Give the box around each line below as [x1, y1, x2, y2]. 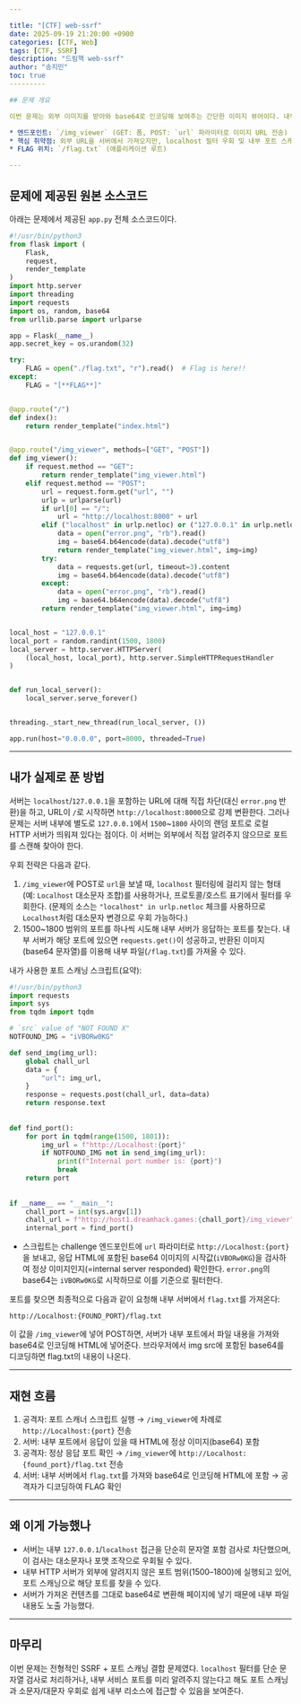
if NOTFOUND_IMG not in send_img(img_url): [41, 1148, 206, 1158]
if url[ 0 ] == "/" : [41, 504, 110, 513]
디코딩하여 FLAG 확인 [46, 1480, 123, 1491]
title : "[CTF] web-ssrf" [9, 21, 102, 30]
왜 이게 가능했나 [9, 1518, 91, 1533]
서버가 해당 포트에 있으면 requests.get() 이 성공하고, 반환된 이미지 [31, 935, 265, 945]
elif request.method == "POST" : [25, 479, 146, 487]
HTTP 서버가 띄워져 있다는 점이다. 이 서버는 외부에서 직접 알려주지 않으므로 [9, 829, 271, 839]
